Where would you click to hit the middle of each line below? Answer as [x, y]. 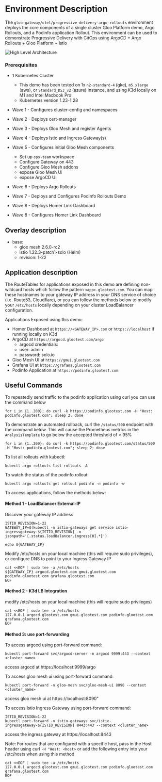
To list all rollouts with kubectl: [35, 456]
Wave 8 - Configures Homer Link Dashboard [56, 215]
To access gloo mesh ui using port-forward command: [59, 676]
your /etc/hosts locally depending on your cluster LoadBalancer [69, 305]
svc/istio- [100, 721]
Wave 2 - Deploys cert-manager [44, 119]
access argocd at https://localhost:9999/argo [50, 667]
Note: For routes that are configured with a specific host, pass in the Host [78, 744]
